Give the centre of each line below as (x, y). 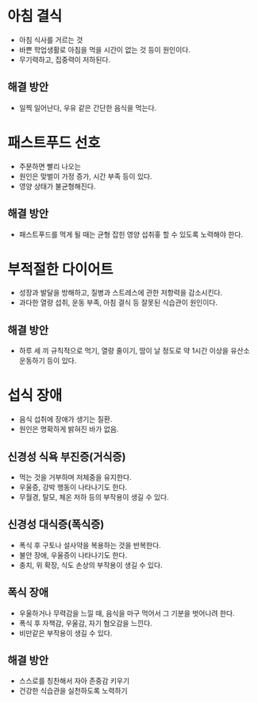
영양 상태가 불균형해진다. (57, 186)
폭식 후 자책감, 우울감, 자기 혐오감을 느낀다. (85, 623)
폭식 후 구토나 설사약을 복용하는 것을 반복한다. (90, 545)
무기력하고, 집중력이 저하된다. (65, 60)
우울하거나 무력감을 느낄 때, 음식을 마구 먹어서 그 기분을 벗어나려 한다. (127, 613)
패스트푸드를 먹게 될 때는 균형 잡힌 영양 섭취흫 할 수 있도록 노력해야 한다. (131, 234)
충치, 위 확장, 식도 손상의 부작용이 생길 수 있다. (91, 565)
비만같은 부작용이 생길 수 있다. (65, 633)
